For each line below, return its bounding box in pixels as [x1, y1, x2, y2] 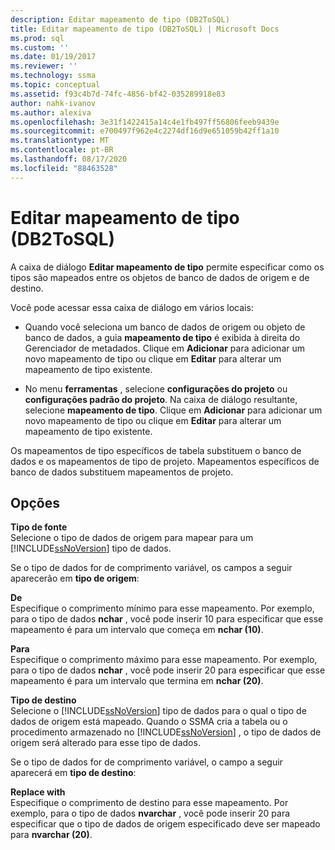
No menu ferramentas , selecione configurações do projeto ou [24, 382, 288, 395]
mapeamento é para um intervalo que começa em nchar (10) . [10, 624, 264, 636]
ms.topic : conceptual [10, 80, 101, 90]
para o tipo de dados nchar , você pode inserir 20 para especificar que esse [10, 664, 326, 676]
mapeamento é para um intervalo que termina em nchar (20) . [10, 675, 264, 687]
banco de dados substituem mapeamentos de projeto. [10, 466, 234, 478]
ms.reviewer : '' [10, 61, 78, 71]
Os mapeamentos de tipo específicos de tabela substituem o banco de [10, 444, 302, 456]
